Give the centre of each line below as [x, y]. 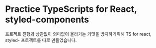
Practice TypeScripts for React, [71, 9]
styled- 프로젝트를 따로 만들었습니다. [41, 40]
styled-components [47, 20]
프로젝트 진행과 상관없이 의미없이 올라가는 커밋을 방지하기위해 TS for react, [78, 34]
